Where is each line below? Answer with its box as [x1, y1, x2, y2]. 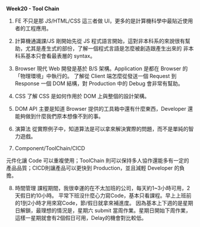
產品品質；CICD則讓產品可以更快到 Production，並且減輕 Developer [6, 164, 173, 172]
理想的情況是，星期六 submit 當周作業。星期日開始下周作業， [40, 207, 192, 214]
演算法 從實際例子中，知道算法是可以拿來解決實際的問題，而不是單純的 [14, 125, 189, 132]
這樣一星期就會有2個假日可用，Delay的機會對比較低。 [14, 214, 147, 221]
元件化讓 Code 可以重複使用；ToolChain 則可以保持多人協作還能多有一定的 [6, 157, 189, 164]
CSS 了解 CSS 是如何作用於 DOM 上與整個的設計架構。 [14, 92, 150, 99]
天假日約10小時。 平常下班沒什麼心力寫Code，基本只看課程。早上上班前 [14, 192, 192, 199]
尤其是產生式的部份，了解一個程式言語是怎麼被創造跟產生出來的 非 [25, 45, 189, 52]
